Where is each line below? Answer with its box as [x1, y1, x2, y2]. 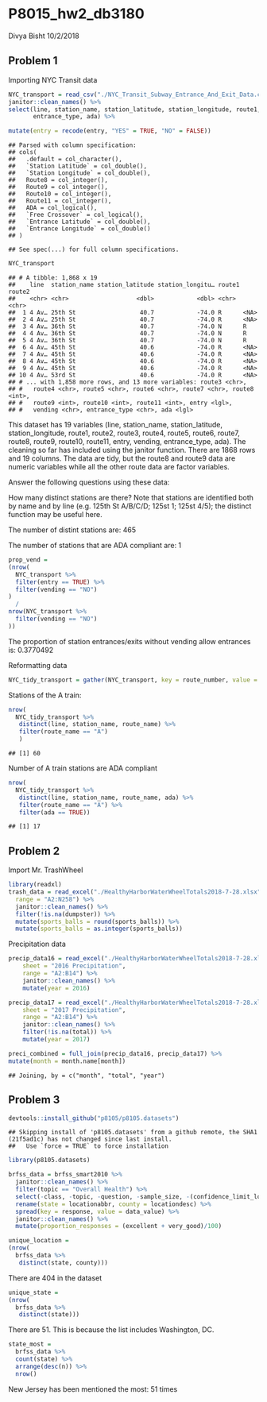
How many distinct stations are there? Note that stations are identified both [8, 493, 254, 502]
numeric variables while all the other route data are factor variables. [8, 462, 230, 471]
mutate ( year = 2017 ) [22, 1036, 91, 1044]
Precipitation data [8, 939, 66, 949]
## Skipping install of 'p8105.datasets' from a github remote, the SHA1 [8, 1129, 258, 1137]
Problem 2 [8, 844, 60, 858]
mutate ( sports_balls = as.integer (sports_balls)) [15, 925, 183, 933]
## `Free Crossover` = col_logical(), [8, 211, 145, 219]
